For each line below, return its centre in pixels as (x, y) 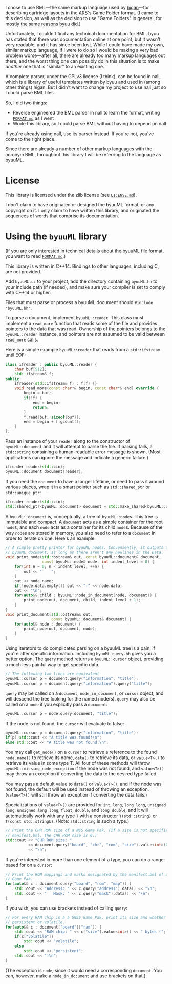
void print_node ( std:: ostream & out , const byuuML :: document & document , (83, 557)
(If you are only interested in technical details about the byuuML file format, (85, 251)
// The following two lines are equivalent (52, 674)
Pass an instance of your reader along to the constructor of (68, 441)
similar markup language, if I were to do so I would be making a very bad (82, 50)
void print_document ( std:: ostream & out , (49, 614)
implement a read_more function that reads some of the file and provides (81, 323)
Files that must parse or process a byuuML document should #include (79, 302)
